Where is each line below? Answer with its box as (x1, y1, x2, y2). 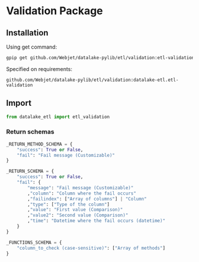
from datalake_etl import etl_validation (6, 114, 110, 119)
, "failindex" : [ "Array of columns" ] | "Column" (27, 196, 147, 202)
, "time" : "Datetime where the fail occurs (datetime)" (27, 218, 166, 224)
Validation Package (6, 4, 104, 18)
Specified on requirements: (6, 65, 73, 72)
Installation (6, 28, 49, 38)
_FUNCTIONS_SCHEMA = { (6, 240, 62, 245)
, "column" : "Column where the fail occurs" (27, 190, 136, 196)
